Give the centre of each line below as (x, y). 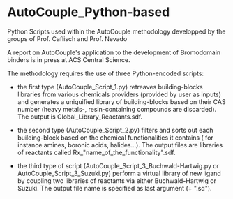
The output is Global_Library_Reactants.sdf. (80, 117)
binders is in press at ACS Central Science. (69, 59)
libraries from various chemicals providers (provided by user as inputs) (119, 94)
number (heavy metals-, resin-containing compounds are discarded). (117, 109)
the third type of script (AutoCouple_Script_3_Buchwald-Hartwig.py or (118, 165)
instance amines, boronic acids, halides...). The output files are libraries (120, 145)
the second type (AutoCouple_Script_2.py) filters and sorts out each (115, 130)
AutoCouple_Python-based (89, 12)
